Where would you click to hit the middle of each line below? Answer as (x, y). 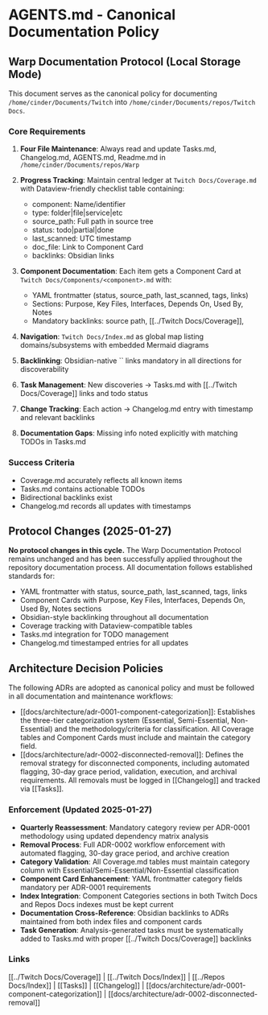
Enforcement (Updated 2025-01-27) (80, 810)
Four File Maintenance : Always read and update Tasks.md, (118, 149)
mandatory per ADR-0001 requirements (85, 887)
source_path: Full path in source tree (93, 221)
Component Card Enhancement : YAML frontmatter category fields (131, 878)
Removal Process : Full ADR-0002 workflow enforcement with (122, 844)
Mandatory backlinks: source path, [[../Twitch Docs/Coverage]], (138, 321)
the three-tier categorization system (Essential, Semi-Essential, (124, 720)
